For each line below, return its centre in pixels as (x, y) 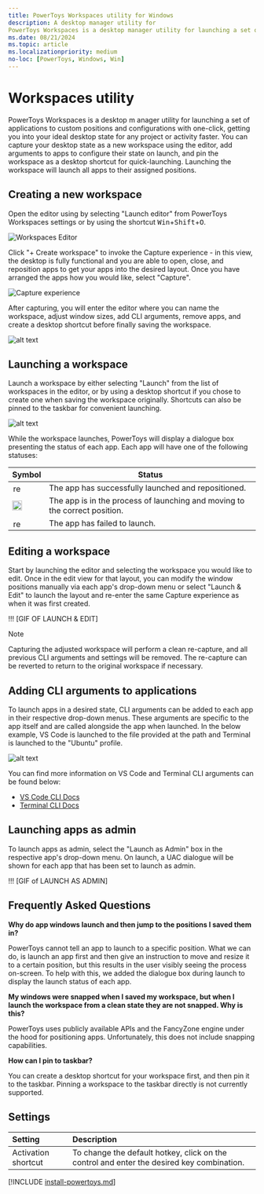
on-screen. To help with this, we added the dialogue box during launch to (127, 973)
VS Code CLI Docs (49, 797)
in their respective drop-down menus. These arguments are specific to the (128, 718)
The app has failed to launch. (102, 523)
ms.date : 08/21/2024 (42, 37)
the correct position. (86, 511)
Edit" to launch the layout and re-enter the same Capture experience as (124, 595)
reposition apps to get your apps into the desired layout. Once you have (124, 269)
